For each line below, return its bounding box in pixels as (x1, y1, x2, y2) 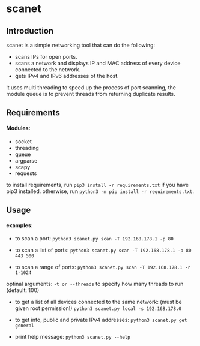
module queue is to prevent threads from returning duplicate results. (6, 91, 175, 97)
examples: (6, 221, 33, 229)
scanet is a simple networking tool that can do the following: (6, 41, 155, 49)
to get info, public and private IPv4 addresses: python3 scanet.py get (14, 317, 187, 324)
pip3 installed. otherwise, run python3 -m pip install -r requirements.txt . (6, 188, 194, 195)
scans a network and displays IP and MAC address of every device (14, 59, 181, 67)
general (14, 323, 34, 329)
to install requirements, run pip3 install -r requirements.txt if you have (6, 181, 189, 188)
